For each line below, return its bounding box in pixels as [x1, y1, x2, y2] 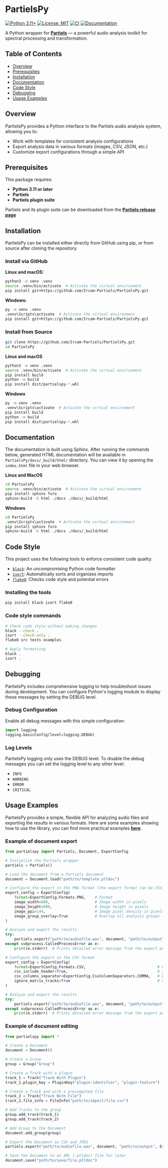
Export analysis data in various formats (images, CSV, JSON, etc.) [12, 143, 148, 149]
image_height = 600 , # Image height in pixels [14, 904, 149, 909]
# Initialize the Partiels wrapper [5, 858, 79, 863]
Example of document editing [5, 1023, 78, 1030]
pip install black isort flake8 [5, 600, 72, 606]
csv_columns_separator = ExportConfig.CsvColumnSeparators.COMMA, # [14, 974, 160, 979]
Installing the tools [5, 589, 51, 596]
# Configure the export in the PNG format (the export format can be [5, 885, 153, 891]
